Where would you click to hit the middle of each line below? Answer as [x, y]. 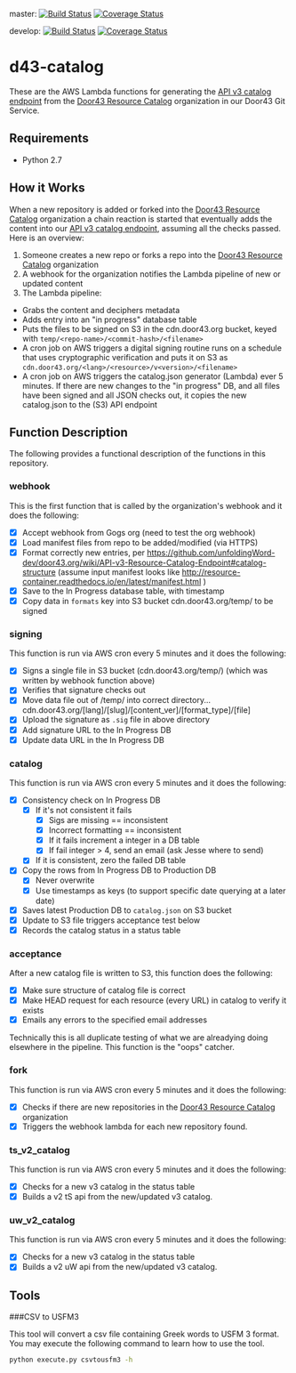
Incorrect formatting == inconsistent [115, 830]
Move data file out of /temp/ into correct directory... [116, 700]
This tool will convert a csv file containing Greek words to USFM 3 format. [144, 1334]
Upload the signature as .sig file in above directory [116, 720]
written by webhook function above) [88, 681]
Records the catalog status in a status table [101, 930]
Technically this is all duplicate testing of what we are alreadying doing [139, 1038]
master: [23, 14]
